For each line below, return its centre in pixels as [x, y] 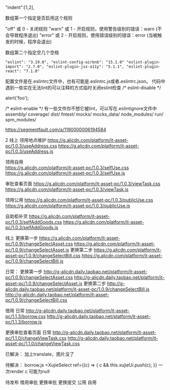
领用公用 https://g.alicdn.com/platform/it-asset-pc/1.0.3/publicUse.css [79, 200]
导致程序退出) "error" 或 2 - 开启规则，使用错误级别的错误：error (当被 [83, 35]
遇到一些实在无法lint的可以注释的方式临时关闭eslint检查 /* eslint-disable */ [83, 88]
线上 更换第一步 [22, 238]
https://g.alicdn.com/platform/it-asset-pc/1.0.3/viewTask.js [67, 189]
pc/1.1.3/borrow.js [24, 322]
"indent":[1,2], [20, 7]
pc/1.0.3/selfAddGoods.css [34, 222]
